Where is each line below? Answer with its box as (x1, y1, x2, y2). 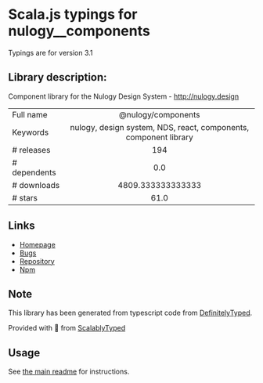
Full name (12, 109, 49, 120)
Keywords (12, 127, 49, 138)
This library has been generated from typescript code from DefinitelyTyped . (8, 308, 253, 318)
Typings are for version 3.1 (8, 48, 93, 57)
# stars (12, 192, 38, 203)
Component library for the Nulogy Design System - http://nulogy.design (8, 92, 240, 101)
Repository (19, 256, 55, 266)
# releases (12, 144, 51, 155)
